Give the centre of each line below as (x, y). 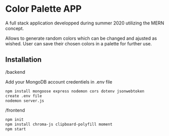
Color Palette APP (44, 9)
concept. (15, 28)
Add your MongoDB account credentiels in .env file (59, 81)
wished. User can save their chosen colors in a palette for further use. (79, 43)
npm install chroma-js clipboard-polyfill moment (59, 125)
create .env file (24, 96)
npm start (16, 129)
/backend (15, 72)
